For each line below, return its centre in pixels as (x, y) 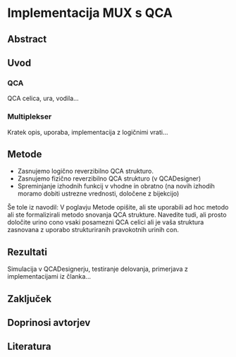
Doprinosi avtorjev (49, 322)
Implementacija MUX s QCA (90, 13)
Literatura (29, 347)
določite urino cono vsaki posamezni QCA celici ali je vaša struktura (106, 222)
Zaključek (29, 299)
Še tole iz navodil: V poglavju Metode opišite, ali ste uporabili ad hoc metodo (118, 207)
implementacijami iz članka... (49, 277)
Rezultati (27, 252)
